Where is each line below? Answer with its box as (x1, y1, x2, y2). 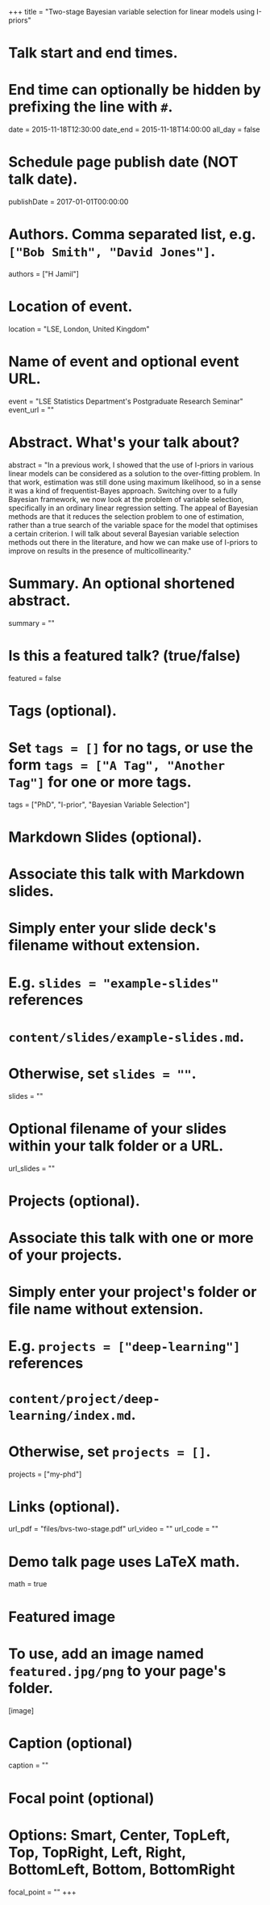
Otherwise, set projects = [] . (8, 1442, 211, 1460)
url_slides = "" (8, 1164, 56, 1173)
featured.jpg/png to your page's (8, 1662, 226, 1680)
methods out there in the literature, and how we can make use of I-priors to (8, 537, 258, 547)
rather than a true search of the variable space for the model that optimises (8, 520, 258, 530)
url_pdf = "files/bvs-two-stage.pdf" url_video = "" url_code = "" (8, 1524, 219, 1534)
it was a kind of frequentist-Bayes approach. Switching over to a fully (8, 485, 238, 496)
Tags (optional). (8, 701, 117, 720)
